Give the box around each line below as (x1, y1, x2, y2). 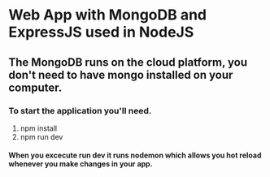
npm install (20, 123, 58, 133)
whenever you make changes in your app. (8, 159, 153, 169)
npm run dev (20, 132, 63, 141)
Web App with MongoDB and (8, 6, 207, 24)
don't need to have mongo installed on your (8, 67, 233, 82)
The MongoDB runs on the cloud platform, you (8, 55, 248, 69)
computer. (8, 80, 63, 94)
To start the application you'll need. (8, 105, 152, 116)
